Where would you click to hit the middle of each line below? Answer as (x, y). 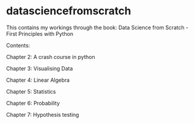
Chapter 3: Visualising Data (40, 68)
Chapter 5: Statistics (31, 91)
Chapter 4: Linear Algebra (38, 80)
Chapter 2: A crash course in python (51, 57)
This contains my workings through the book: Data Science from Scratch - (97, 27)
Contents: (18, 45)
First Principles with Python (40, 33)
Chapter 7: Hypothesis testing (43, 114)
